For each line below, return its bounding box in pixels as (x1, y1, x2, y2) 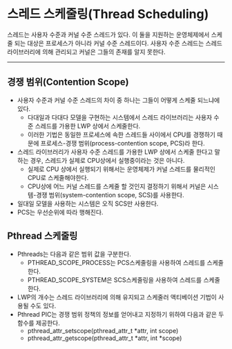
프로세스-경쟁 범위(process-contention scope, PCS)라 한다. (40, 139, 205, 147)
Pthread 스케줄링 (7, 230, 78, 242)
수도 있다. (30, 301, 57, 310)
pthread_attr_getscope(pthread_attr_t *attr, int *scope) (27, 334, 182, 342)
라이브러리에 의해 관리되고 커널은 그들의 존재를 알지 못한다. (7, 48, 166, 56)
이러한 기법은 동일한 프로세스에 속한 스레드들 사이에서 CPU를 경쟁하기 (27, 130, 216, 139)
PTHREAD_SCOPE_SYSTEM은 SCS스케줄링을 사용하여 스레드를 (27, 275, 202, 283)
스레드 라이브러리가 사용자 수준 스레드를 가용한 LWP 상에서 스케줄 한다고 (17, 148, 213, 156)
